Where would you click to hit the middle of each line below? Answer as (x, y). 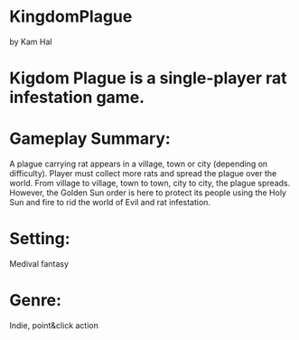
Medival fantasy (39, 264)
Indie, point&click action (54, 325)
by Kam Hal (31, 42)
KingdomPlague (71, 17)
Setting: (40, 239)
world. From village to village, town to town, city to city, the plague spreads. (150, 184)
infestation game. (77, 98)
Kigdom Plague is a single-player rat (148, 78)
